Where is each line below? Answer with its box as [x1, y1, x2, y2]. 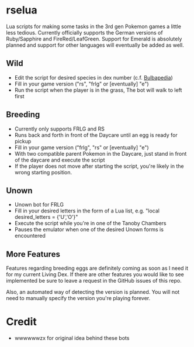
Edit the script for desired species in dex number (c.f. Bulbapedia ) [14, 74, 174, 81]
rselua [6, 4, 38, 17]
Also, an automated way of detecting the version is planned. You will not [6, 288, 180, 296]
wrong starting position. [14, 169, 72, 176]
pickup [14, 138, 32, 145]
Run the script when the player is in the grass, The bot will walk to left [14, 86, 182, 94]
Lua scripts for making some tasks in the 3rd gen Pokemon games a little [6, 23, 181, 30]
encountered [14, 232, 46, 239]
